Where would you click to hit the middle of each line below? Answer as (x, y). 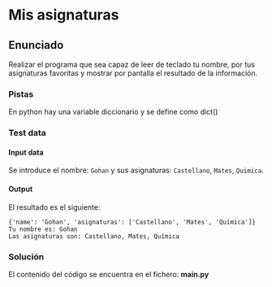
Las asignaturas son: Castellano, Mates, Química (94, 236)
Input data (26, 152)
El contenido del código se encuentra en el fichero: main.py (109, 274)
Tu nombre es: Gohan (43, 229)
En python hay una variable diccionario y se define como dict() (113, 112)
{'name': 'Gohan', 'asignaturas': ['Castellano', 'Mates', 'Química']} (132, 222)
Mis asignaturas (64, 15)
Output (21, 189)
